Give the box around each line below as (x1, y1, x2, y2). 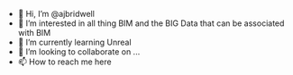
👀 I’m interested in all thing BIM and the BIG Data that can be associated (17, 18, 285, 29)
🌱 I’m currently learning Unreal (17, 37, 133, 47)
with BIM (17, 28, 51, 37)
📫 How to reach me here (17, 56, 112, 67)
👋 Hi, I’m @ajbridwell (17, 9, 95, 19)
